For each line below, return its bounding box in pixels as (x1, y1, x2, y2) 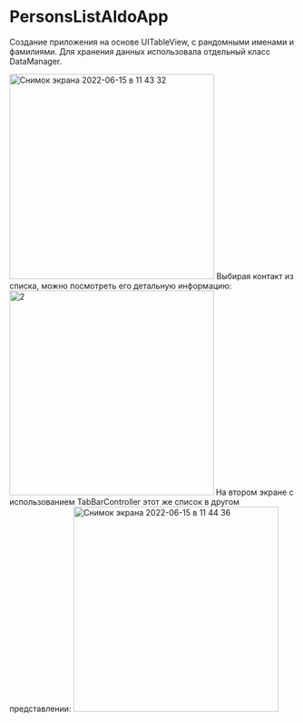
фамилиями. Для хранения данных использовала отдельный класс (9, 45, 270, 56)
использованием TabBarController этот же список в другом (9, 496, 240, 507)
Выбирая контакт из (216, 270, 294, 281)
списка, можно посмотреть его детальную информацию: (9, 280, 232, 291)
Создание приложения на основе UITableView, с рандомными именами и (9, 36, 295, 47)
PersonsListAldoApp (9, 6, 169, 27)
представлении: (9, 703, 72, 714)
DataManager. (9, 55, 63, 66)
